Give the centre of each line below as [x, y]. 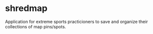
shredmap [26, 8]
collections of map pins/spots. [36, 26]
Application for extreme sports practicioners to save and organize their [76, 22]
